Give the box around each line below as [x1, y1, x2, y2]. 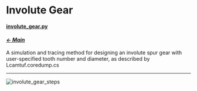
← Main [6, 36, 25, 43]
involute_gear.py [6, 23, 48, 30]
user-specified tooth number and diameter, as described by [6, 55, 150, 62]
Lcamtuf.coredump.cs [6, 62, 60, 69]
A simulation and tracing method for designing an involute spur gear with [6, 49, 182, 56]
